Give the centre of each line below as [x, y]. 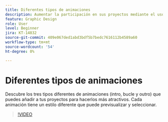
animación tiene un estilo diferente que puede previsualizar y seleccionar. [81, 105]
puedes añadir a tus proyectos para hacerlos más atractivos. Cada [74, 100]
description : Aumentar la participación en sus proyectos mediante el [80, 14]
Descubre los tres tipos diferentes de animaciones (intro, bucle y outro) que [83, 94]
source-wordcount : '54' [30, 47]
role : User [16, 24]
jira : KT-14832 [21, 33]
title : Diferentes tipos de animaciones [48, 10]
